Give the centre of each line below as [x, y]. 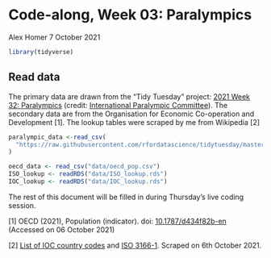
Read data [34, 77]
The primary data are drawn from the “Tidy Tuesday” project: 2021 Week [129, 96]
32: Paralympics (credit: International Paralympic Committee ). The [118, 105]
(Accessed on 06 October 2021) [62, 229]
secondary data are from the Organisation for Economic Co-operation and [131, 114]
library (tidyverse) [41, 52]
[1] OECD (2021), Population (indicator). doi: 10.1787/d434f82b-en [118, 221]
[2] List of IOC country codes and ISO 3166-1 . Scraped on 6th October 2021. [135, 245]
